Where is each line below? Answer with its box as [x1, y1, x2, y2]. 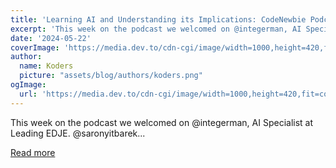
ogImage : [10, 80, 47, 90]
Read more [10, 146, 56, 158]
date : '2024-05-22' [10, 33, 92, 43]
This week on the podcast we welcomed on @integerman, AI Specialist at [10, 116, 314, 128]
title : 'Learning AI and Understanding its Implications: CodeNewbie [10, 14, 307, 25]
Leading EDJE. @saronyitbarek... [10, 127, 146, 139]
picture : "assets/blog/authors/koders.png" [19, 71, 203, 81]
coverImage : [10, 42, 60, 53]
